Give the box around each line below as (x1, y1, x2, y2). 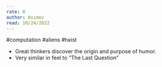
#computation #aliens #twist (6, 36, 77, 44)
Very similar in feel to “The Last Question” (14, 54, 119, 62)
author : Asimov (6, 14, 45, 20)
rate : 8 (6, 8, 26, 15)
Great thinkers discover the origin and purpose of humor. (14, 48, 157, 55)
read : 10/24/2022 (6, 20, 50, 26)
